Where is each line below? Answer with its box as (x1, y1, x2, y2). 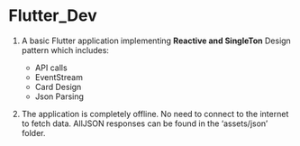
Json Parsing (34, 91, 85, 102)
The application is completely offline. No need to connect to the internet (21, 108, 289, 119)
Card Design (34, 81, 82, 92)
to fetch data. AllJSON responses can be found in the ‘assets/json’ (21, 118, 268, 129)
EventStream (34, 71, 83, 82)
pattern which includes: (21, 44, 110, 55)
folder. (21, 127, 46, 138)
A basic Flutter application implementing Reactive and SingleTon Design (21, 35, 292, 46)
